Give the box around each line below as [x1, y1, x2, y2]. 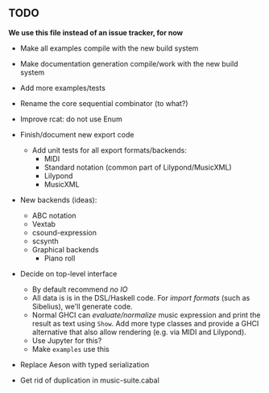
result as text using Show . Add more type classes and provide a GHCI [31, 318, 259, 328]
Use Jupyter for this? [31, 335, 102, 345]
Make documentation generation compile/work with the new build [19, 59, 238, 68]
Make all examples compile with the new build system [19, 43, 199, 53]
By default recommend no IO [31, 285, 128, 294]
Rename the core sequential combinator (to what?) [19, 98, 188, 108]
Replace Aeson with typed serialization [19, 359, 150, 369]
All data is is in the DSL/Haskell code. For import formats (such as [31, 293, 250, 302]
